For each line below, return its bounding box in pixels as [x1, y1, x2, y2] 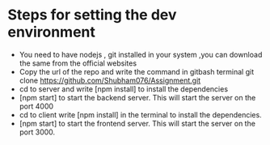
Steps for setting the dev [7, 6, 177, 24]
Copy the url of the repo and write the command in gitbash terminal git [19, 66, 255, 76]
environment [7, 23, 96, 41]
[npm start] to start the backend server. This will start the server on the [19, 92, 256, 102]
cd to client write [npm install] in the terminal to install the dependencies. [19, 109, 262, 119]
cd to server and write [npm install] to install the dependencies [19, 83, 228, 94]
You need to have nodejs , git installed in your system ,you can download [19, 49, 263, 59]
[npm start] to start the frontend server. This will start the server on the [19, 118, 256, 128]
